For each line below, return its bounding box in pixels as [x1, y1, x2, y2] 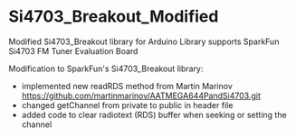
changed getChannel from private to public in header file [21, 99, 234, 110]
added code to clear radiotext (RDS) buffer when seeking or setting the [21, 109, 287, 120]
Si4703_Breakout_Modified [8, 6, 219, 27]
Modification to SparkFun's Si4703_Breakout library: [8, 63, 204, 74]
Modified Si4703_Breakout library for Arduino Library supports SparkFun [8, 36, 280, 47]
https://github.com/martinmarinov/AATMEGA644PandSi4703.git [21, 90, 262, 101]
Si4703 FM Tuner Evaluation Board [8, 45, 138, 56]
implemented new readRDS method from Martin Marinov [21, 80, 233, 91]
